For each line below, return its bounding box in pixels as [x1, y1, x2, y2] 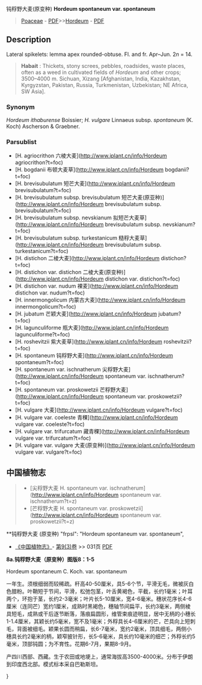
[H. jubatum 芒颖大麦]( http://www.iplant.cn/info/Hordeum [14, 310, 158, 317]
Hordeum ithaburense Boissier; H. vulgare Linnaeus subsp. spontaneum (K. [6, 117, 194, 124]
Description [6, 35, 51, 45]
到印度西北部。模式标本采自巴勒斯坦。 [6, 660, 101, 668]
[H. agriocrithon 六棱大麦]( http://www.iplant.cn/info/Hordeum [14, 152, 167, 159]
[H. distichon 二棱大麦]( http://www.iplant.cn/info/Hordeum [14, 255, 160, 262]
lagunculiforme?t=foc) [14, 331, 70, 338]
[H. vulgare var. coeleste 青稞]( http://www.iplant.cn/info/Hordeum [14, 414, 179, 421]
